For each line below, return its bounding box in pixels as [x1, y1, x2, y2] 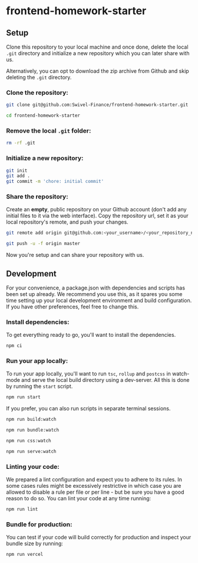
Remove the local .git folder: [6, 126, 91, 134]
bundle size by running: [6, 540, 64, 547]
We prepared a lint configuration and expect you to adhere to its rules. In [6, 476, 183, 483]
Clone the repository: [6, 88, 69, 96]
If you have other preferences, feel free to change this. [6, 303, 139, 310]
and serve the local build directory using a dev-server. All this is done [21, 377, 190, 384]
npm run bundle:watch [6, 427, 60, 433]
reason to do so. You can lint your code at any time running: [6, 495, 151, 502]
